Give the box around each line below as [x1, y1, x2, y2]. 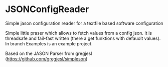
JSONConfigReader [5, 4, 89, 15]
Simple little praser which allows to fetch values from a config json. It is [5, 30, 152, 36]
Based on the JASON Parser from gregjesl [5, 50, 92, 56]
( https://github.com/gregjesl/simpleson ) [5, 55, 88, 61]
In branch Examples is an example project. [5, 40, 93, 46]
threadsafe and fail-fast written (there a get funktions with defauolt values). [5, 35, 161, 41]
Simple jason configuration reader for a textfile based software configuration [5, 20, 163, 26]
